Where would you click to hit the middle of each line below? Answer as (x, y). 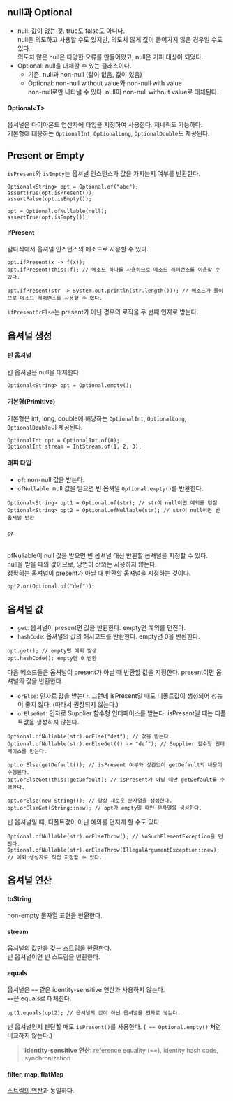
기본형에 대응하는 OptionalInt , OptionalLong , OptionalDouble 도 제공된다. (109, 133)
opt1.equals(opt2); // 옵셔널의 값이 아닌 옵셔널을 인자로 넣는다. (94, 1013)
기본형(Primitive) (31, 402)
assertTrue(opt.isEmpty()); (48, 217)
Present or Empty (46, 156)
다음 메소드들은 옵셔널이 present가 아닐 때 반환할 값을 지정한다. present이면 (111, 672)
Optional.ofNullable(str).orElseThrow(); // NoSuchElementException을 (111, 837)
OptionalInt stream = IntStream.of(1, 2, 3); (74, 446)
